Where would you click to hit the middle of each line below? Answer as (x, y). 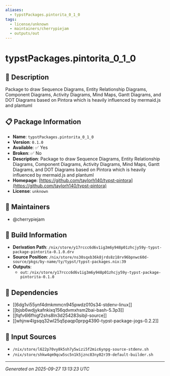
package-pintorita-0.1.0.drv (43, 252)
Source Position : (30, 257)
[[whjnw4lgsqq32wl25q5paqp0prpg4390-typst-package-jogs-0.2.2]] (86, 321)
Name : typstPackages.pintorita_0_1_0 (53, 137)
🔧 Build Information (36, 235)
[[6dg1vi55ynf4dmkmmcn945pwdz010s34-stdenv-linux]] (72, 305)
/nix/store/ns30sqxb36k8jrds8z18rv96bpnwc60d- (99, 258)
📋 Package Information (43, 122)
